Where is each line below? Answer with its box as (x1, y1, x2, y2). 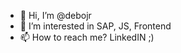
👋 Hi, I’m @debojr (19, 10, 92, 21)
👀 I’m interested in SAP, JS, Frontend (19, 20, 172, 32)
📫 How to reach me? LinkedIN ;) (19, 31, 155, 43)
